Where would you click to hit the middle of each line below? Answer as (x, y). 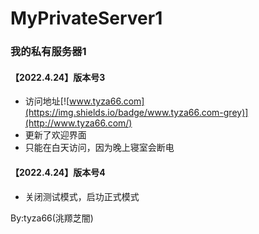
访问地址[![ (47, 101)
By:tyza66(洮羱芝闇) (52, 218)
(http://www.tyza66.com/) (78, 123)
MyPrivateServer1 (86, 18)
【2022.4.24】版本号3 (58, 77)
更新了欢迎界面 (55, 135)
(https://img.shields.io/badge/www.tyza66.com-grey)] (136, 113)
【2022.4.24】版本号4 (58, 172)
